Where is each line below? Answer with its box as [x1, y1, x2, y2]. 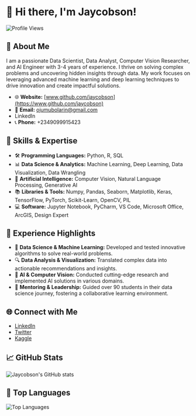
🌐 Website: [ [14, 93, 46, 100]
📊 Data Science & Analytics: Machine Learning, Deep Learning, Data [14, 160, 183, 167]
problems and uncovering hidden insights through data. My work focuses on [6, 70, 191, 77]
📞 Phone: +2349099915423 [14, 118, 81, 125]
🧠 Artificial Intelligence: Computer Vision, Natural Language [14, 175, 161, 182]
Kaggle [14, 335, 32, 342]
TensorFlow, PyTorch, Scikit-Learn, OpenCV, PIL [14, 196, 131, 204]
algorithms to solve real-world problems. [14, 250, 113, 257]
